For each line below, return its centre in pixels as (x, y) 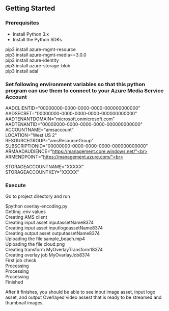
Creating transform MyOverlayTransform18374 (54, 250)
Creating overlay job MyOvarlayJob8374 (48, 255)
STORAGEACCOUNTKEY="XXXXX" (42, 172)
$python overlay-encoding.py (36, 206)
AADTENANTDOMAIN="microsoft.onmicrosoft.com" (60, 119)
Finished (14, 282)
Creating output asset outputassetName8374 (53, 234)
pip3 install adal (22, 71)
